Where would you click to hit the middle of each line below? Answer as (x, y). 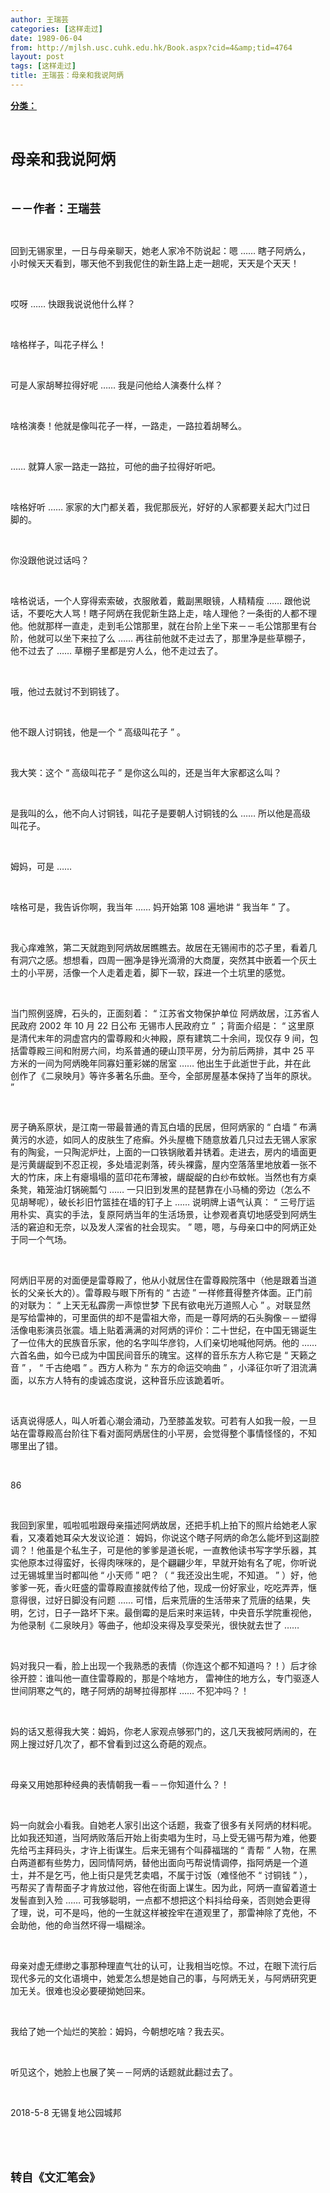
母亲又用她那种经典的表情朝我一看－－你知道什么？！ (120, 1784)
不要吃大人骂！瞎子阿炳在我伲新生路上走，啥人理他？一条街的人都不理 (172, 613)
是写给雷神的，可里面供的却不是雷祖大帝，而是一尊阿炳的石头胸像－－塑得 (163, 1317)
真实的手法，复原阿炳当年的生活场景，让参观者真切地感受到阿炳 (176, 1214)
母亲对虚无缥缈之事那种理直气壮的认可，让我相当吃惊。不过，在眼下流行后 (163, 1965)
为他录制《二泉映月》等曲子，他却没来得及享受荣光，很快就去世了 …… (155, 1625)
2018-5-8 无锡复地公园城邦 (66, 2112)
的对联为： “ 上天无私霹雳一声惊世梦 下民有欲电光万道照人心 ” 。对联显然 (161, 1305)
